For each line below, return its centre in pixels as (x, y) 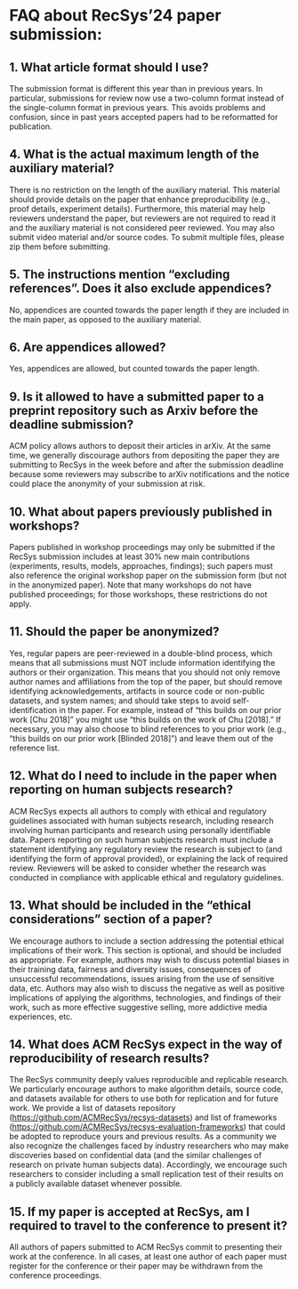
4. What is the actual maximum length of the (134, 154)
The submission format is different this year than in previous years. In (136, 89)
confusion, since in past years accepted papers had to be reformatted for (144, 117)
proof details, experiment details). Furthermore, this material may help (137, 208)
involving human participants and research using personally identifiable (140, 830)
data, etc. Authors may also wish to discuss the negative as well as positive (147, 988)
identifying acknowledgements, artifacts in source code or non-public (137, 691)
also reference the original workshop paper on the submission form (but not (148, 576)
